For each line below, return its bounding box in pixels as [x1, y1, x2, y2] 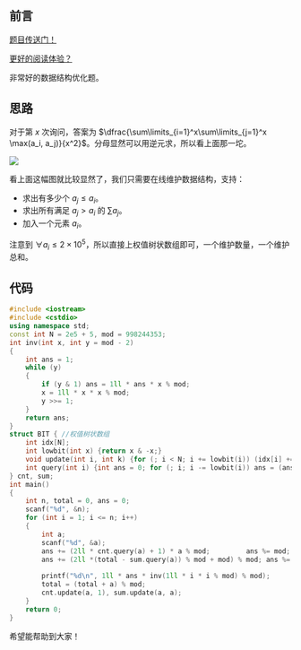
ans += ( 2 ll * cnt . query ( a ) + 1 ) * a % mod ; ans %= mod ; [41, 546, 291, 556]
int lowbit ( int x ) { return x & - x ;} [25, 446, 163, 455]
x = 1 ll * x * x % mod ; [41, 388, 130, 397]
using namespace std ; [9, 322, 90, 331]
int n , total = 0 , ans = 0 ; [25, 497, 130, 506]
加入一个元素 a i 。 [21, 218, 87, 231]
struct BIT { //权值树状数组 [9, 429, 110, 439]
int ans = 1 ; [25, 355, 74, 364]
